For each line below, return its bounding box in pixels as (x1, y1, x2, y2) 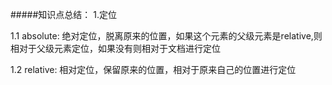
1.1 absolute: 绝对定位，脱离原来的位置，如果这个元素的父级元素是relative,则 (10, 30, 323, 42)
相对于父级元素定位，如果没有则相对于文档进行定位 (10, 43, 221, 54)
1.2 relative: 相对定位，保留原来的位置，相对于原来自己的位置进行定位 (10, 64, 297, 75)
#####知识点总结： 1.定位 (10, 9, 117, 20)
